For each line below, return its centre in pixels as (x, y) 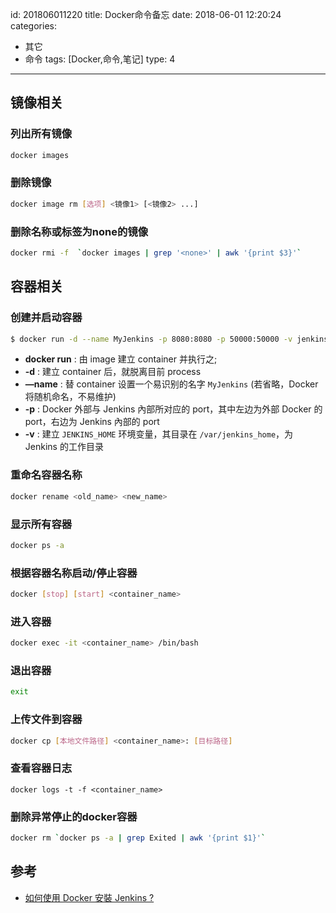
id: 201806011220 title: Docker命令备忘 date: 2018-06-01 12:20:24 (146, 14)
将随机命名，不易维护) (70, 397)
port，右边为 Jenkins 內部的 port (92, 422)
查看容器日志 (41, 768)
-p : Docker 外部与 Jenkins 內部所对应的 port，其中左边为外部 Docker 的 (173, 409)
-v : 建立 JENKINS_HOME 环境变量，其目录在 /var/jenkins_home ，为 (159, 434)
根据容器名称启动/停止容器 (74, 573)
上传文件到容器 (46, 720)
